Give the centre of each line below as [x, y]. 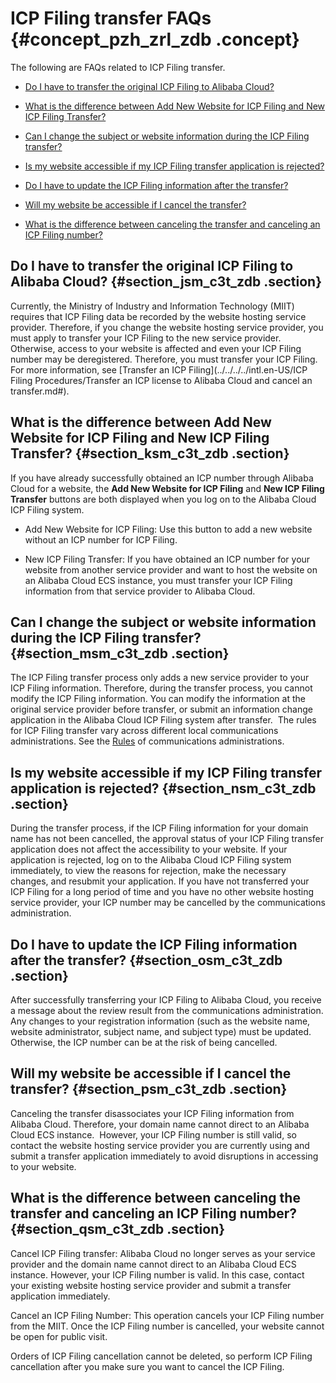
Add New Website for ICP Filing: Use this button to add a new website [168, 529]
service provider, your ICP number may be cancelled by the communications [168, 903]
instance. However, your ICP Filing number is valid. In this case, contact [157, 1274]
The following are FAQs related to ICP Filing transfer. [118, 67]
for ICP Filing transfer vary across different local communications [144, 731]
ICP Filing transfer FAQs [111, 18]
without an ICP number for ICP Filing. [101, 539]
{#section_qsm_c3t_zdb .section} [118, 1229]
